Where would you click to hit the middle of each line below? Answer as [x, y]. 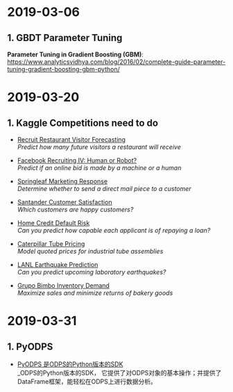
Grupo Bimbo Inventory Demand [63, 285]
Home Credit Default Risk [53, 223]
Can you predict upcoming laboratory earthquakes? [92, 272]
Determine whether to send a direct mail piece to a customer [104, 189]
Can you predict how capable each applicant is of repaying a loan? [114, 230]
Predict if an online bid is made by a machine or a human [99, 168]
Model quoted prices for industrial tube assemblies [90, 251]
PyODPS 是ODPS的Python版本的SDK [70, 364]
